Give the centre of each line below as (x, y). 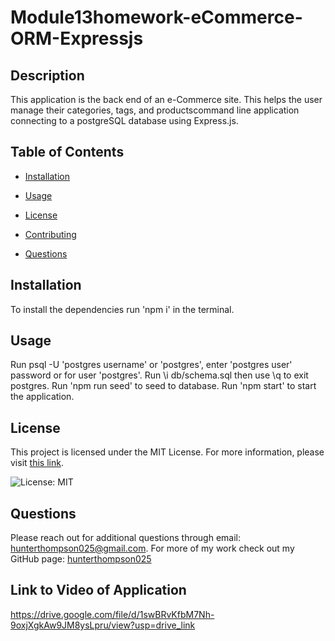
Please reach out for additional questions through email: (126, 538)
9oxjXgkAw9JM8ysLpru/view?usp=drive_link (103, 625)
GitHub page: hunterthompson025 (81, 559)
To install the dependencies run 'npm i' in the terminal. (122, 309)
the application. (42, 397)
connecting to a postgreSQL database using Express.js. (124, 120)
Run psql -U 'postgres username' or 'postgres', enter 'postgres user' (151, 365)
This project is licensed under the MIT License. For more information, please (167, 452)
